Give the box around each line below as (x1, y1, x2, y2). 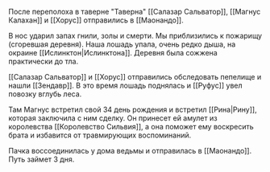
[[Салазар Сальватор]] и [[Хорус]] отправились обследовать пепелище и (8, 72, 262, 81)
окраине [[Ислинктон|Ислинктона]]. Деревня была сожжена (8, 48, 218, 57)
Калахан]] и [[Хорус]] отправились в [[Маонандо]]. (8, 15, 184, 25)
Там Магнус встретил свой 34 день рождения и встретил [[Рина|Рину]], (8, 104, 257, 114)
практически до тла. (8, 56, 79, 66)
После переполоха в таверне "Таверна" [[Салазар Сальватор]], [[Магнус (8, 7, 261, 16)
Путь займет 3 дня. (8, 154, 75, 164)
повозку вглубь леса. (8, 89, 82, 99)
